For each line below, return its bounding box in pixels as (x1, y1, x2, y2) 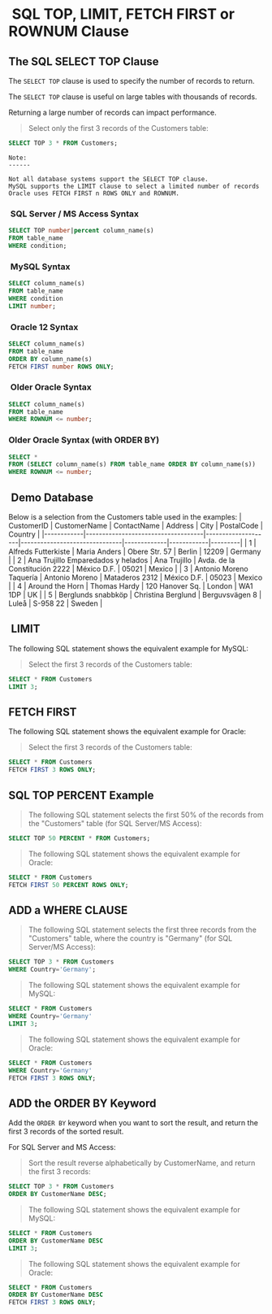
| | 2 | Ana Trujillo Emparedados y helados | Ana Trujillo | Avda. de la (8, 555, 235, 565)
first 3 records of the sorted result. (8, 1127, 124, 1137)
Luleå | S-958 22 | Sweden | (8, 598, 103, 608)
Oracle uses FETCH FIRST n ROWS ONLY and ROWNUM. (8, 189, 180, 198)
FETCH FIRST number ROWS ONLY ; (8, 363, 114, 371)
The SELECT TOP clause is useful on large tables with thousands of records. (8, 92, 257, 102)
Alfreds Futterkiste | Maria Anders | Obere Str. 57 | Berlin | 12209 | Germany (8, 546, 261, 557)
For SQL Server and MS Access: (8, 1142, 116, 1152)
